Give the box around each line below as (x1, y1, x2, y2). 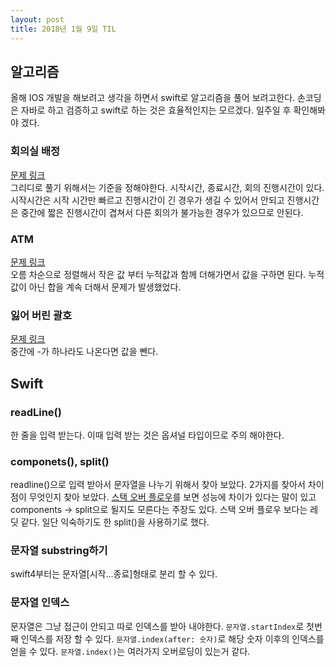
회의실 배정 (10, 144, 61, 158)
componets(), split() (10, 454, 110, 468)
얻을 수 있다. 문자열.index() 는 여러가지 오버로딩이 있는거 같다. (10, 645, 251, 657)
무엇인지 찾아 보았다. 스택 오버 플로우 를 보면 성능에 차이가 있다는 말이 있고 (28, 491, 317, 503)
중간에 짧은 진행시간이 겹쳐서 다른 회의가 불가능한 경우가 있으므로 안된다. (20, 206, 304, 218)
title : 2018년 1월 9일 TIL (10, 24, 117, 34)
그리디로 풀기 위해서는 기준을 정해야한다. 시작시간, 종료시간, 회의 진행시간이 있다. (10, 181, 325, 193)
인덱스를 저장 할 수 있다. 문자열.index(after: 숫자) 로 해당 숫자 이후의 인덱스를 (20, 632, 325, 645)
